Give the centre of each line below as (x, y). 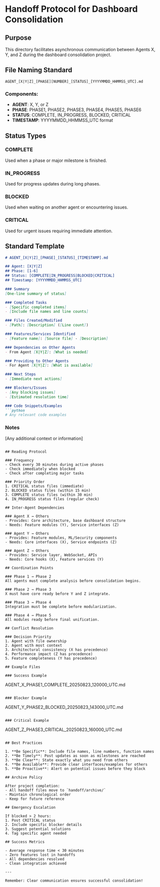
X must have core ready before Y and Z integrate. (58, 594)
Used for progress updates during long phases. (53, 184)
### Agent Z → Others (27, 551)
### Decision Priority (28, 637)
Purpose (18, 38)
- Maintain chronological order (38, 795)
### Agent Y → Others (27, 533)
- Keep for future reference (35, 799)
